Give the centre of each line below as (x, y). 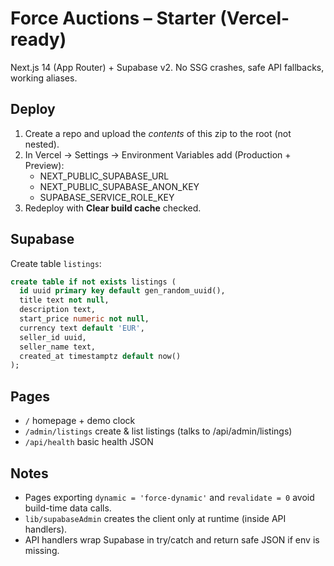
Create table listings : (56, 263)
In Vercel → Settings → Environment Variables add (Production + (158, 154)
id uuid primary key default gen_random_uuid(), (122, 291)
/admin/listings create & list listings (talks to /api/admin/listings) (158, 431)
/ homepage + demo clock (80, 421)
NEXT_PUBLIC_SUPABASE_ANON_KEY (119, 186)
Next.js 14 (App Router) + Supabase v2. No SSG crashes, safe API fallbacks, (167, 67)
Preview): (44, 165)
